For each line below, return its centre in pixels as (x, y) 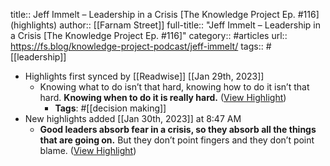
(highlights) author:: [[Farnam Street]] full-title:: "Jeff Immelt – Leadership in (166, 25)
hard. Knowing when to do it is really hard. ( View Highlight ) (163, 97)
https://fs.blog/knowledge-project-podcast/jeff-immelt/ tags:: (137, 46)
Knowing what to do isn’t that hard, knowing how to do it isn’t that (174, 87)
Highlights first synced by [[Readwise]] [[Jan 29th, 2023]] (144, 76)
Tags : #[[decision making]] (110, 108)
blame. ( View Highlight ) (88, 150)
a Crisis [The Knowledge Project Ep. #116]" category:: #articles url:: (149, 35)
